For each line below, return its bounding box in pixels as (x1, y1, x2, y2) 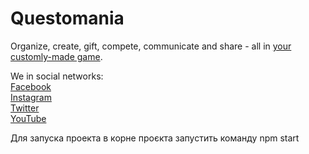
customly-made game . (10, 50, 103, 62)
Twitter (10, 102, 40, 114)
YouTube (10, 112, 47, 124)
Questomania (10, 7, 125, 30)
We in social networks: (10, 70, 104, 82)
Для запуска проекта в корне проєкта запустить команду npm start (10, 132, 300, 144)
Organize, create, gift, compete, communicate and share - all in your (10, 40, 292, 52)
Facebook (10, 80, 52, 92)
